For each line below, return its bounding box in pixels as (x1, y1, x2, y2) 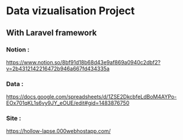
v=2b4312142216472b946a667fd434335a (6, 65, 110, 72)
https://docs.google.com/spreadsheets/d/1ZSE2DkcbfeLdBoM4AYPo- (6, 93, 177, 100)
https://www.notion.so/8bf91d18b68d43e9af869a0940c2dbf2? (6, 58, 161, 66)
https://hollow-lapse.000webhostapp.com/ (6, 128, 111, 135)
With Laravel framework (6, 28, 97, 38)
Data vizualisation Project (6, 4, 135, 18)
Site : (6, 114, 22, 122)
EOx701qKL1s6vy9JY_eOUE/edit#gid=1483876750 (6, 99, 130, 107)
